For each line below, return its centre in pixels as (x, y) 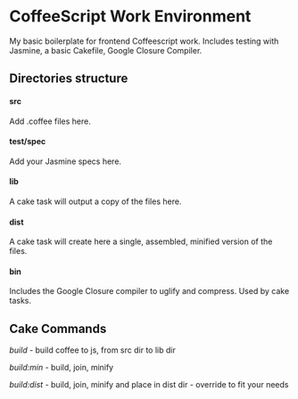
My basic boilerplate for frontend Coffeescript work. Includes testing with (144, 41)
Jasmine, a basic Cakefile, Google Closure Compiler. (106, 50)
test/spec (28, 142)
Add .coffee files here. (50, 121)
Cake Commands (58, 328)
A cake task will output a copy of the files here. (95, 201)
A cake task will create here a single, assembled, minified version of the (141, 241)
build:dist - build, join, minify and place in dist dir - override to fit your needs (149, 385)
